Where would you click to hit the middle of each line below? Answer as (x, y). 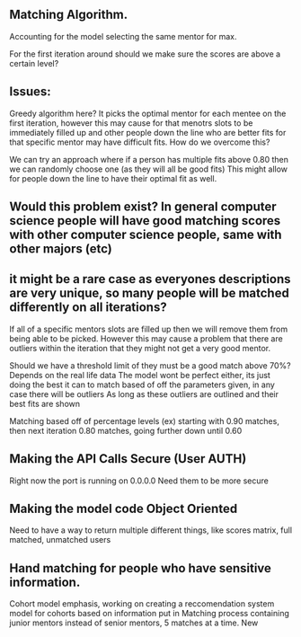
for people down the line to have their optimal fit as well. (113, 178)
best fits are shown (45, 403)
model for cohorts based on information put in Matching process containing (150, 614)
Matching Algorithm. (69, 15)
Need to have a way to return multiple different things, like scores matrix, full (151, 530)
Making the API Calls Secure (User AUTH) (128, 459)
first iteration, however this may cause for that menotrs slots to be (131, 123)
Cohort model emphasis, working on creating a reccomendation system (142, 604)
